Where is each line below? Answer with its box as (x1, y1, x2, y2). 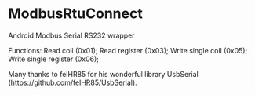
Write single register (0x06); (8, 54, 100, 64)
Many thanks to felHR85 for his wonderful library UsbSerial (8, 69, 199, 79)
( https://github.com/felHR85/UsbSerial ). (8, 78, 137, 87)
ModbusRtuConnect (8, 5, 143, 23)
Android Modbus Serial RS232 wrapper (8, 31, 135, 40)
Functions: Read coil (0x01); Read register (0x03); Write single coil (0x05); (8, 46, 248, 55)
